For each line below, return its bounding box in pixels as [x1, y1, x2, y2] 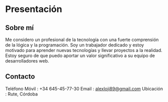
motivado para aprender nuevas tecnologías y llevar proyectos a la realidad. [5, 47, 162, 53]
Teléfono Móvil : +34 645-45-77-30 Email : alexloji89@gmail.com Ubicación [5, 85, 163, 91]
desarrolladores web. [5, 58, 49, 63]
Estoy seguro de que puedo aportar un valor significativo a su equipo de [5, 52, 155, 58]
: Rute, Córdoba [5, 91, 38, 97]
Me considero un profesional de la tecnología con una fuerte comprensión [5, 36, 159, 42]
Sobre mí [5, 23, 34, 32]
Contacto [5, 72, 35, 81]
